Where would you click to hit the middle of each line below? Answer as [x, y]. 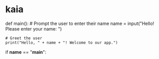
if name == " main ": [26, 52]
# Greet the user [24, 38]
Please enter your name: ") [34, 28]
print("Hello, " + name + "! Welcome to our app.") [62, 42]
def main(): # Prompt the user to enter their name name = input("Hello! [80, 23]
